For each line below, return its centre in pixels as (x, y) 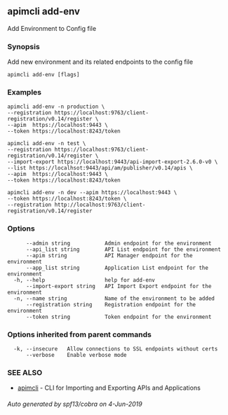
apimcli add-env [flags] (43, 75)
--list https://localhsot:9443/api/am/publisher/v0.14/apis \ (100, 168)
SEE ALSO (25, 372)
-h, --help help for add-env (85, 280)
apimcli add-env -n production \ (56, 107)
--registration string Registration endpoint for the (111, 304)
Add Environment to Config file (52, 28)
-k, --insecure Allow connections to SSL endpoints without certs (116, 349)
